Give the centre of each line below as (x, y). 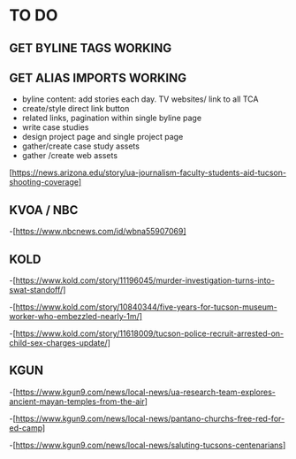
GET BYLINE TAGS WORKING (91, 48)
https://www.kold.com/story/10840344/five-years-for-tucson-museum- (146, 307)
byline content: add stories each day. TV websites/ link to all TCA (140, 99)
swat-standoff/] (38, 290)
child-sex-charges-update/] (60, 343)
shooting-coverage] (46, 182)
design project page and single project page (102, 137)
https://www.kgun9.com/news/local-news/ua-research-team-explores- (146, 392)
